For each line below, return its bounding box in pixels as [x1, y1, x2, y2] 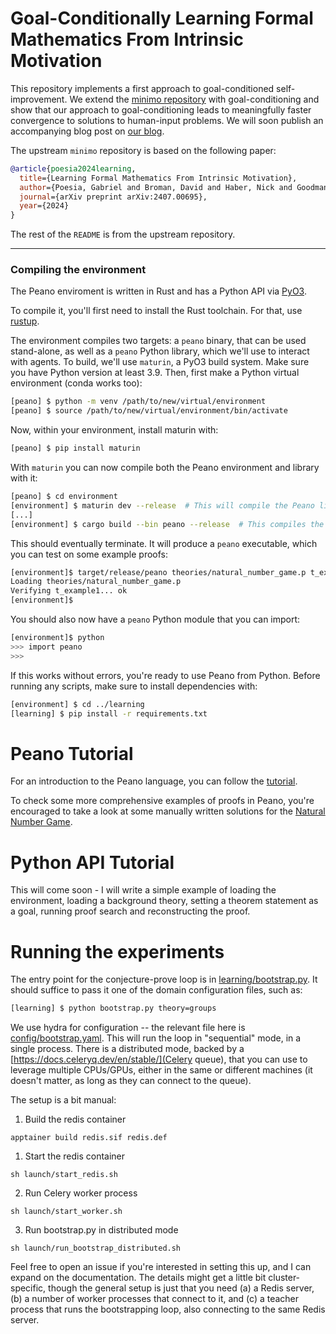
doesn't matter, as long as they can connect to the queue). [10, 1075, 252, 1087]
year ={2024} [19, 201, 70, 211]
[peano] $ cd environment [10, 492, 118, 502]
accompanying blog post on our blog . [10, 125, 165, 137]
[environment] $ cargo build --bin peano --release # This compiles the [10, 519, 325, 529]
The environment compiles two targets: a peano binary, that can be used [10, 335, 307, 347]
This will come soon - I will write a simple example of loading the [10, 884, 277, 896]
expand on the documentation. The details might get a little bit [10, 1272, 267, 1284]
